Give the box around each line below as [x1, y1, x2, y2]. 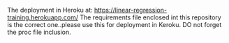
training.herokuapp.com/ [7, 13, 79, 21]
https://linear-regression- [94, 6, 168, 14]
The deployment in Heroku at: [7, 6, 93, 14]
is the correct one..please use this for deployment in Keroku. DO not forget [7, 21, 222, 28]
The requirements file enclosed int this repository [80, 13, 221, 21]
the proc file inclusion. [7, 28, 71, 36]
